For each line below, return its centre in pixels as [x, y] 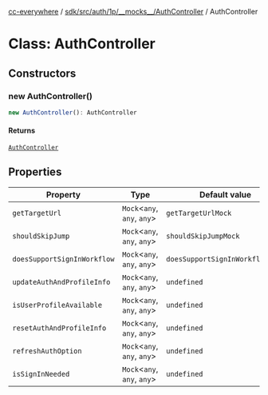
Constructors [42, 73]
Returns [22, 130]
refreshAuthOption [47, 351]
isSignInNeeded [41, 374]
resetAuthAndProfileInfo [59, 328]
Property [64, 194]
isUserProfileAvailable [57, 305]
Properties [35, 172]
